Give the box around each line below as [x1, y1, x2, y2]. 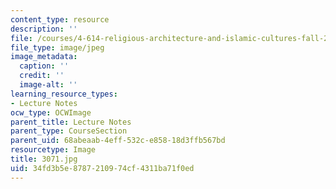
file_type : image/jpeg [10, 42, 105, 53]
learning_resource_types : [10, 89, 118, 99]
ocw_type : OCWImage [10, 107, 92, 118]
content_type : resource [10, 14, 110, 25]
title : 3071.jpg [10, 154, 78, 164]
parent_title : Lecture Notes [10, 117, 132, 127]
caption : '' [19, 61, 70, 71]
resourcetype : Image [10, 145, 97, 155]
